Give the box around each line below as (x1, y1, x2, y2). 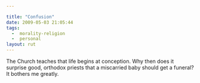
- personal (11, 36, 42, 42)
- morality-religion (11, 30, 66, 36)
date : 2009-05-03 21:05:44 (6, 19, 73, 25)
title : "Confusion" (6, 14, 55, 20)
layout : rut (6, 41, 36, 47)
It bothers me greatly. (6, 71, 59, 77)
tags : (6, 25, 20, 31)
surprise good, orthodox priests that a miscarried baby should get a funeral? (6, 64, 194, 71)
